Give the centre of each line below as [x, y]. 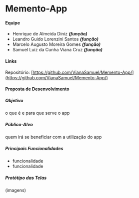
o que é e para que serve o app [37, 113]
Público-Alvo [19, 124]
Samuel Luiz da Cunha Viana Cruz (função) [57, 50]
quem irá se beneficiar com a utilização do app [53, 137]
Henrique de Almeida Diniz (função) [50, 34]
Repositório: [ [19, 72]
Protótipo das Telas [26, 178]
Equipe [13, 22]
